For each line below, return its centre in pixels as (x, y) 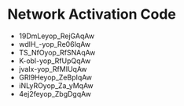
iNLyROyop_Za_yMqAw (56, 85)
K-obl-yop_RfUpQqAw (55, 61)
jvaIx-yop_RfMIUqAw (53, 69)
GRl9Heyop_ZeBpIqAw (55, 77)
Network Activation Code (92, 14)
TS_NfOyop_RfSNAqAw (57, 52)
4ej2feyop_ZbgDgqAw (55, 94)
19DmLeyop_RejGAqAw (57, 36)
